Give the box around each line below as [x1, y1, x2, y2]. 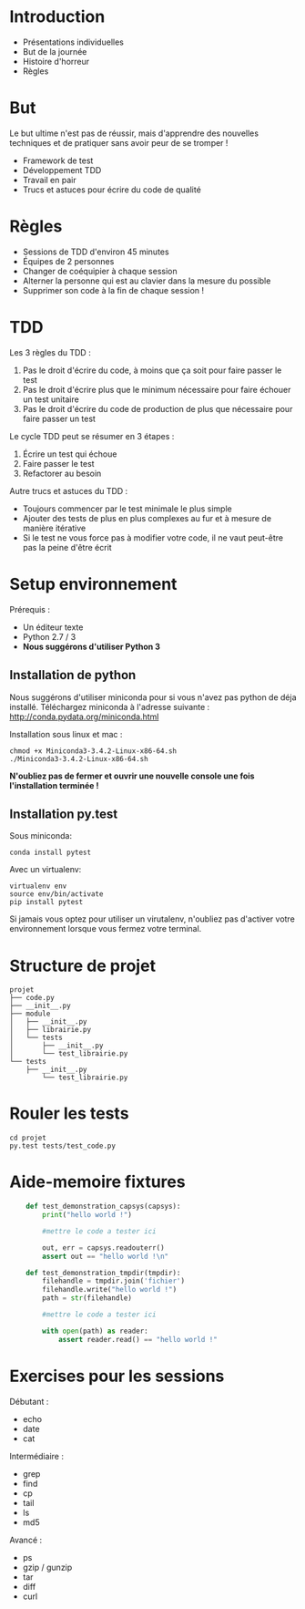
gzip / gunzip [22, 1562, 73, 1573]
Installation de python [9, 667, 137, 683]
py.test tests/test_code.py [9, 1141, 117, 1150]
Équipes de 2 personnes [22, 255, 115, 266]
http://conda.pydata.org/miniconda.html [9, 711, 159, 722]
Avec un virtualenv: [9, 864, 82, 875]
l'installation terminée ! [9, 779, 99, 790]
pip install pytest [9, 898, 84, 907]
